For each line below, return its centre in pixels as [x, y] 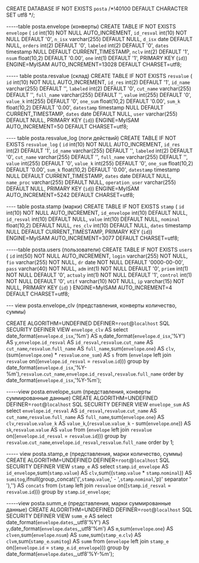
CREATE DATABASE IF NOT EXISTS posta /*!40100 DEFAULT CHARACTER [97, 9]
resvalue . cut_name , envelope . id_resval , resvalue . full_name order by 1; [90, 442]
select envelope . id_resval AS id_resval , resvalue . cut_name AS [82, 411]
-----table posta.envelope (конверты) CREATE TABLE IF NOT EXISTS [91, 26]
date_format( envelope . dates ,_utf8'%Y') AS [58, 522]
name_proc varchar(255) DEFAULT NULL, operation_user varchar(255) [91, 182]
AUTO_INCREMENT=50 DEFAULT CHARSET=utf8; [67, 126]
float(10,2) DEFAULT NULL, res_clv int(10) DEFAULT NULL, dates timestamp [99, 225]
